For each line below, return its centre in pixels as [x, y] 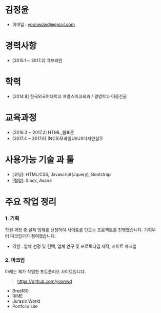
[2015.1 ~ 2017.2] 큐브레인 [37, 60]
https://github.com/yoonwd [44, 281]
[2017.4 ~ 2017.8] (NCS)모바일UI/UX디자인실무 [58, 138]
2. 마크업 [15, 260]
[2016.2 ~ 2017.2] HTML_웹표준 [43, 132]
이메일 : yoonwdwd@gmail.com [43, 24]
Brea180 [20, 291]
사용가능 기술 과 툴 [40, 160]
